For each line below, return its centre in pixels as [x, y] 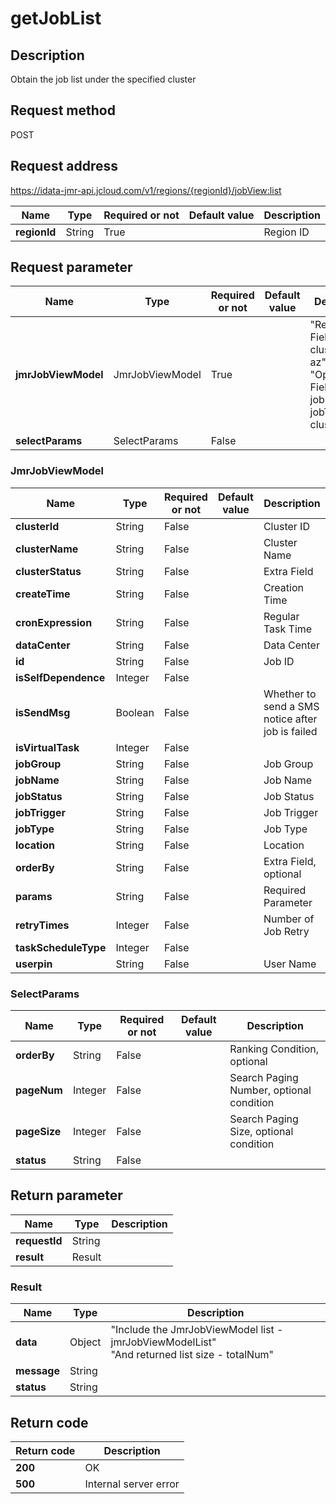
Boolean [135, 712]
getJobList [56, 18]
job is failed [290, 731]
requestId [39, 1240]
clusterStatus [48, 571]
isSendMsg [43, 712]
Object [85, 1342]
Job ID [279, 661]
